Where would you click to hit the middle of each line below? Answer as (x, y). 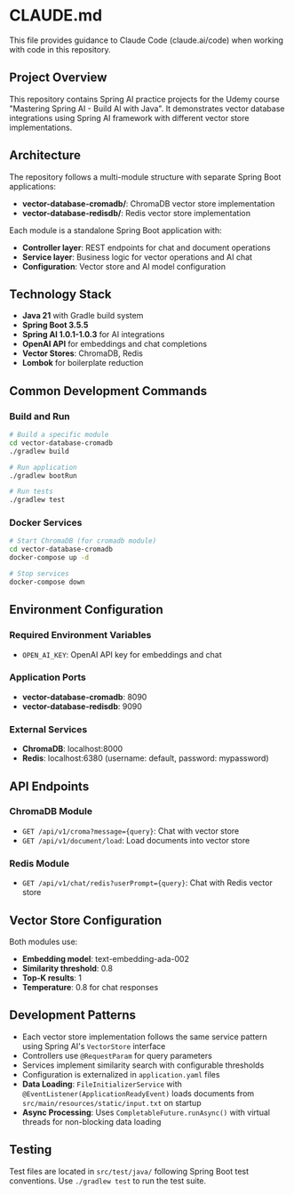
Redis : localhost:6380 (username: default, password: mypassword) (145, 758)
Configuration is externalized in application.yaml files (121, 1074)
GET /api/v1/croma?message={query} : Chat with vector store (131, 831)
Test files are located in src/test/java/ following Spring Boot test (129, 1171)
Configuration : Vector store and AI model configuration (124, 266)
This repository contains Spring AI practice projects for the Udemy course (144, 99)
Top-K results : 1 (52, 977)
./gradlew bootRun (43, 476)
